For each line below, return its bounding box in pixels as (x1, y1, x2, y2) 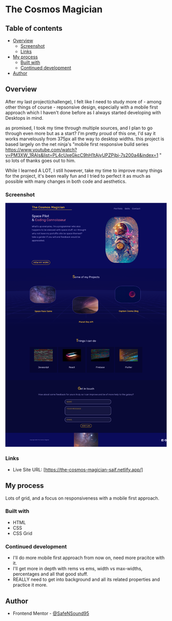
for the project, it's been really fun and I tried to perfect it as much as (5, 173, 151, 179)
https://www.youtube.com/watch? (5, 146, 77, 153)
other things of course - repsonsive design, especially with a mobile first (5, 104, 158, 110)
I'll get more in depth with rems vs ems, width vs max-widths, (12, 566, 143, 572)
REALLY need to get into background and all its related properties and (12, 576, 160, 583)
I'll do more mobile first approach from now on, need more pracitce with (12, 554, 165, 561)
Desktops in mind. (5, 115, 44, 121)
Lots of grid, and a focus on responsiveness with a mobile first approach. (5, 495, 160, 501)
